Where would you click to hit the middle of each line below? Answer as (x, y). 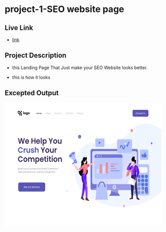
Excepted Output (32, 93)
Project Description (36, 55)
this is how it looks (31, 77)
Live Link (19, 28)
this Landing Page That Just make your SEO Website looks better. (80, 67)
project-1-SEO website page (64, 9)
